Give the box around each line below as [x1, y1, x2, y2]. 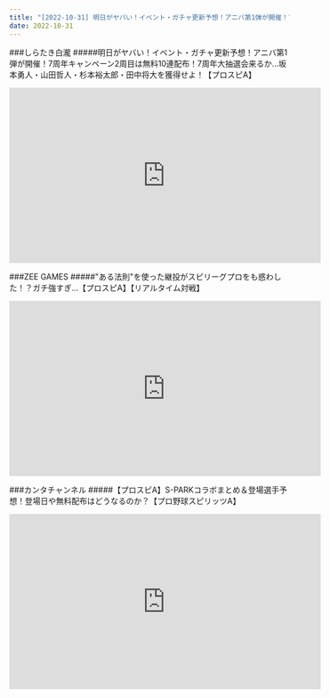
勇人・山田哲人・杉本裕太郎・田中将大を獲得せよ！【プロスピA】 [16, 69, 256, 80]
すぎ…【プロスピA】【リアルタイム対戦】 [55, 282, 205, 293]
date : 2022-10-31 [9, 21, 74, 30]
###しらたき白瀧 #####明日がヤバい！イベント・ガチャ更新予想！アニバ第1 [9, 46, 287, 58]
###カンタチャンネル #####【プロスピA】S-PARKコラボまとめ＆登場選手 [9, 484, 280, 495]
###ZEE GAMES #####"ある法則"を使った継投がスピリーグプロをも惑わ [9, 271, 274, 281]
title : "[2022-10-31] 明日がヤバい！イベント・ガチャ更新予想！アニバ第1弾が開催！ [9, 12, 289, 22]
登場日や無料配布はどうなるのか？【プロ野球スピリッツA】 [24, 495, 241, 506]
